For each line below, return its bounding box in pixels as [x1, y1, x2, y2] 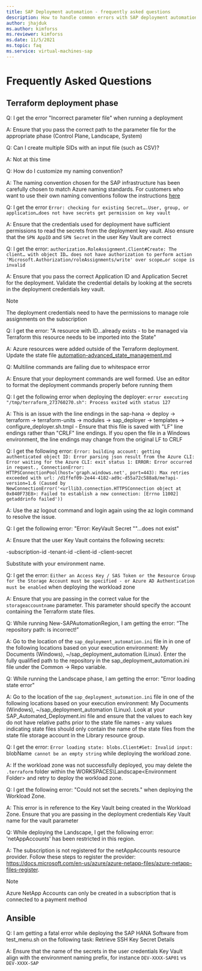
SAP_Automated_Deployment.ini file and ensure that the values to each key [6, 712, 192, 719]
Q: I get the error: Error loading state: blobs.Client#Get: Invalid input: [6, 743, 194, 751]
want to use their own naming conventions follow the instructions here [6, 191, 180, 199]
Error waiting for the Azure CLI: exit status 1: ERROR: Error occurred [6, 459, 192, 465]
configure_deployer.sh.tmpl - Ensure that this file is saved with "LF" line [6, 423, 183, 430]
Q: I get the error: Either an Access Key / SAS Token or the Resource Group [6, 571, 196, 578]
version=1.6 [6, 480, 36, 486]
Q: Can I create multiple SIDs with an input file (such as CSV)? [6, 144, 159, 151]
